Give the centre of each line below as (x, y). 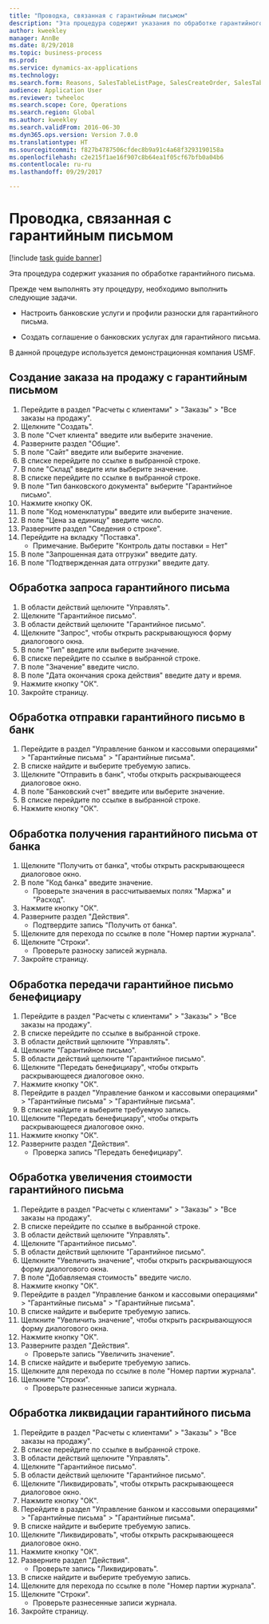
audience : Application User (56, 90)
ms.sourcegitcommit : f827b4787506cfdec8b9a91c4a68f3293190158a (117, 150)
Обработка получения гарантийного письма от (134, 834)
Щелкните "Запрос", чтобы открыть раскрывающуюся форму (126, 633)
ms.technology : (34, 75)
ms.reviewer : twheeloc (47, 98)
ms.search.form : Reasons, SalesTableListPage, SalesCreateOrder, (120, 82)
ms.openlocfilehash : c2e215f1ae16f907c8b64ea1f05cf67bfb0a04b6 (117, 157)
